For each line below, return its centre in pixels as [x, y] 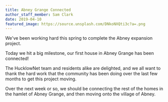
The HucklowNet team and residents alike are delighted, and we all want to [83, 68]
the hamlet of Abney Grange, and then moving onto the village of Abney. [80, 94]
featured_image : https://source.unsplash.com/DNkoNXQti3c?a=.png [75, 24]
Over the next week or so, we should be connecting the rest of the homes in [84, 89]
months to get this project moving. [41, 79]
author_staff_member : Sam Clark [39, 15]
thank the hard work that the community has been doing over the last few [81, 74]
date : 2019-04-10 [23, 19]
